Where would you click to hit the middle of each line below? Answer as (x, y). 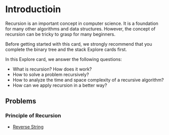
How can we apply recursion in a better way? (60, 85)
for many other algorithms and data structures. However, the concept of (80, 28)
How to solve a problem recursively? (51, 74)
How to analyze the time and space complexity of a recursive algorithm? (88, 80)
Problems (21, 101)
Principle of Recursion (33, 116)
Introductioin (33, 9)
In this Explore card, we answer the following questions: (64, 59)
